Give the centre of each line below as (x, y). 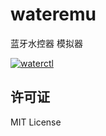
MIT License (36, 122)
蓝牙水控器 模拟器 (46, 43)
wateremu (53, 14)
